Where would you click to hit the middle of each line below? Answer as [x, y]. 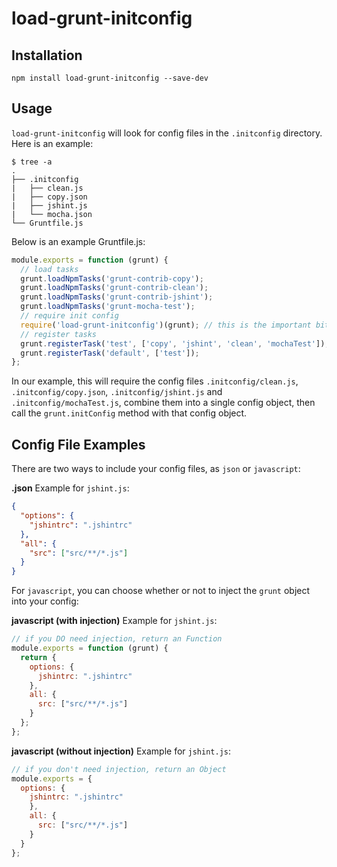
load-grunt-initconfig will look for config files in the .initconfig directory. [167, 133]
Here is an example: [52, 143]
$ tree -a [32, 162]
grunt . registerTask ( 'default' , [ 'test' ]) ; [110, 353]
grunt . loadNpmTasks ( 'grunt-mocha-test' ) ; [108, 307]
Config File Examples [78, 444]
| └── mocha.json [52, 214]
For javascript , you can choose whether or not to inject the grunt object [161, 591]
